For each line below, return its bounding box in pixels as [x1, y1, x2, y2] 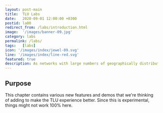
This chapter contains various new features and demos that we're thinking [5, 92, 154, 97]
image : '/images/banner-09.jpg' [5, 30, 73, 34]
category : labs [5, 34, 36, 39]
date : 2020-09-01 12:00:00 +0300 [5, 16, 77, 21]
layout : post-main [5, 7, 42, 12]
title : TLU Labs [5, 12, 40, 16]
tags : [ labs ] [5, 43, 36, 48]
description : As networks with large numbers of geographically [5, 61, 138, 66]
